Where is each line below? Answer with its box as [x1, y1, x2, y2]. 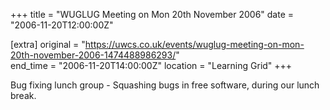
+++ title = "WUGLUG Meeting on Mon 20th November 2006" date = [10, 9, 295, 20]
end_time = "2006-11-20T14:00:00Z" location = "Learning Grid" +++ [10, 60, 293, 71]
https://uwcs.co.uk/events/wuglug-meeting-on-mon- [84, 39, 305, 50]
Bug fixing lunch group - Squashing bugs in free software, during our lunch [10, 79, 320, 91]
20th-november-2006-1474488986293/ [10, 49, 177, 61]
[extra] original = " [10, 39, 86, 50]
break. [10, 90, 37, 101]
